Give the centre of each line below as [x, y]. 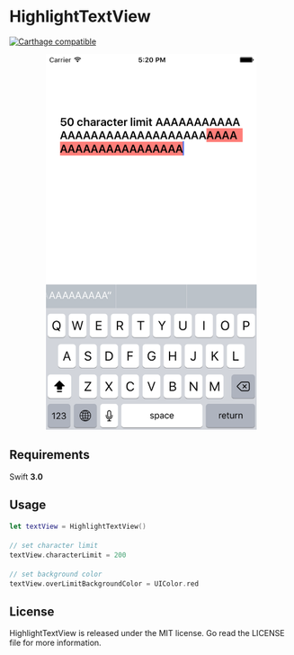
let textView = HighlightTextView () [78, 527]
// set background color [56, 574]
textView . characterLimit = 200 [68, 555]
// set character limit [54, 546]
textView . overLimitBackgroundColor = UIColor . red [104, 583]
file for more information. [55, 643]
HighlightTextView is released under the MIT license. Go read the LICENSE [147, 633]
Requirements [49, 455]
